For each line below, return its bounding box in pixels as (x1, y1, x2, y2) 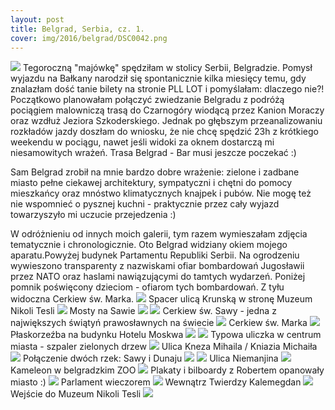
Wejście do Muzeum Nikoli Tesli (10, 388, 142, 400)
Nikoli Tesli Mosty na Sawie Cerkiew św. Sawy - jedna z (10, 305, 277, 317)
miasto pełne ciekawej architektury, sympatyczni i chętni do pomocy (10, 177, 293, 189)
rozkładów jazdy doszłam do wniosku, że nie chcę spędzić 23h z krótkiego (10, 126, 320, 138)
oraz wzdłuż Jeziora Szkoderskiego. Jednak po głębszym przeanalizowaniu (10, 115, 323, 127)
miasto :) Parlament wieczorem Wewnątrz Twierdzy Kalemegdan (10, 376, 302, 388)
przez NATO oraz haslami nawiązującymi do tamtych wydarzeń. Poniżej (10, 271, 306, 283)
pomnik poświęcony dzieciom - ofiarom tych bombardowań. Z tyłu (10, 281, 285, 293)
